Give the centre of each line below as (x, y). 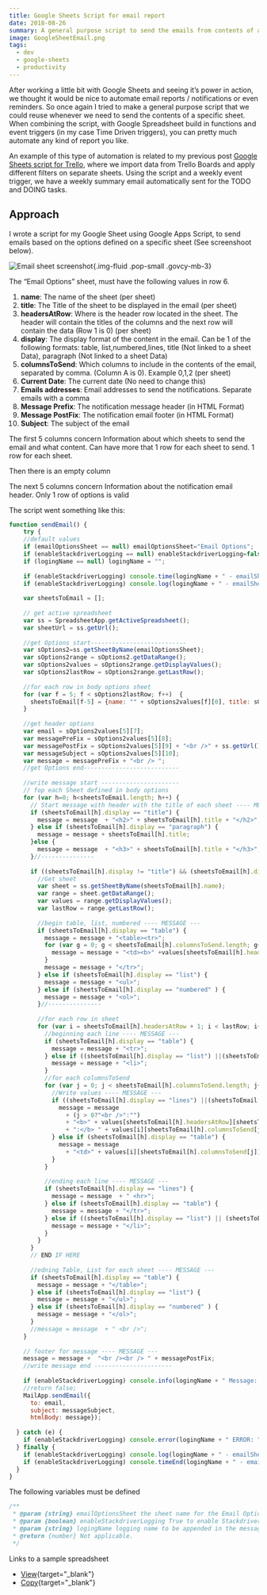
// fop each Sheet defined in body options (96, 791)
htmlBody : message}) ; (66, 1418)
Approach (34, 215)
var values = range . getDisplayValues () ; (105, 901)
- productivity (41, 67)
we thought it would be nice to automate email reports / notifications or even (133, 98)
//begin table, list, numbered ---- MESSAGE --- (119, 923)
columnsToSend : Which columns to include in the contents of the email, (138, 364)
